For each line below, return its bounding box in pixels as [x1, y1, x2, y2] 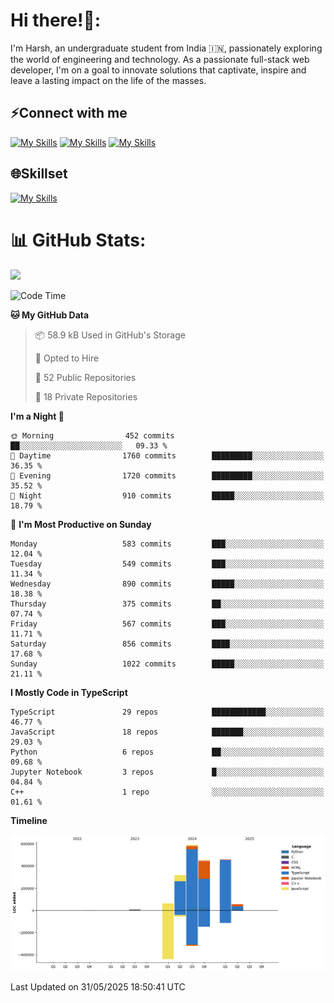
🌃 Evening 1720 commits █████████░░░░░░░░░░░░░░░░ [10, 470, 325, 481]
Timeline [10, 814, 48, 826]
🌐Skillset [10, 165, 68, 183]
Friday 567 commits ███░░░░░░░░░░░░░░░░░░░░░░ [10, 619, 325, 629]
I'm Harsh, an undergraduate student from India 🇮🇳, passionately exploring [10, 42, 323, 54]
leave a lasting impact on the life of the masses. [10, 74, 207, 86]
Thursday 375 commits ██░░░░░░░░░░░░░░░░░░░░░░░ [10, 599, 325, 609]
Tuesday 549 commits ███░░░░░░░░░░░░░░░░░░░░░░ [10, 559, 325, 569]
